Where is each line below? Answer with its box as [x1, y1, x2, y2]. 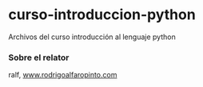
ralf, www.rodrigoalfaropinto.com [8, 70, 117, 80]
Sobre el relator [8, 52, 70, 63]
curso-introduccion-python [8, 6, 196, 24]
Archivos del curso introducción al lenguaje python [8, 32, 176, 42]
